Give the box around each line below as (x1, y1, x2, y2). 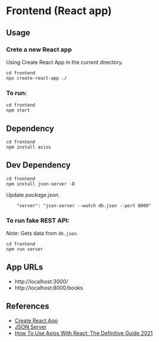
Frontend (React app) (6, 4, 112, 18)
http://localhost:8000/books (14, 284, 84, 291)
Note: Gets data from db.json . (6, 230, 78, 237)
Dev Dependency (6, 160, 71, 170)
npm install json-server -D (6, 181, 75, 187)
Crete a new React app (6, 45, 72, 54)
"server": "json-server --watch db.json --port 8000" (16, 202, 151, 209)
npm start (6, 107, 31, 113)
